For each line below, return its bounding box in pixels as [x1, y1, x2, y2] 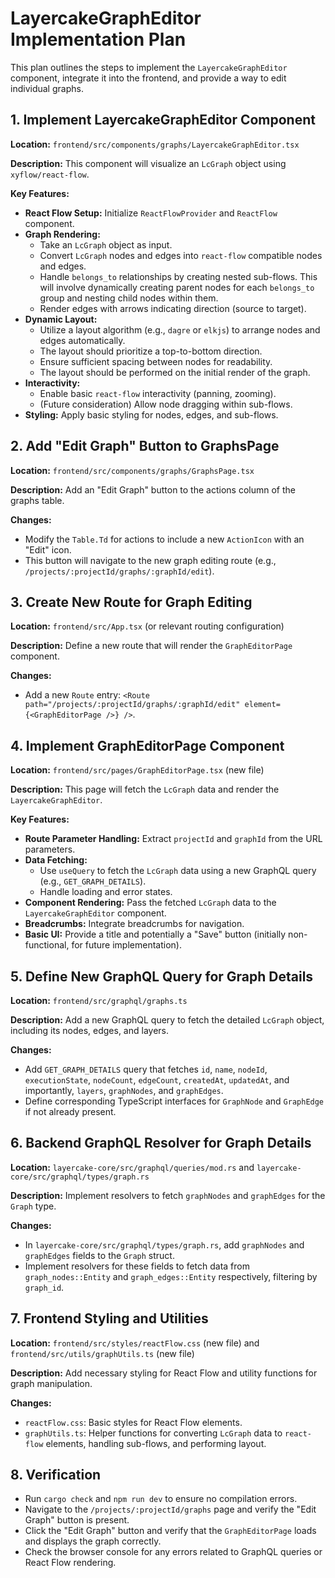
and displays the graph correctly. [24, 1535, 162, 1547]
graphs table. [10, 494, 65, 506]
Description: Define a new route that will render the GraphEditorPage [10, 640, 293, 652]
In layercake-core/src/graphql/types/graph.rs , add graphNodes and [24, 1238, 305, 1251]
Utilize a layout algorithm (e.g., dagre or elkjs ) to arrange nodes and [39, 323, 321, 336]
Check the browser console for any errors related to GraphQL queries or [24, 1546, 323, 1558]
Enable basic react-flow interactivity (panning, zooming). [39, 387, 277, 399]
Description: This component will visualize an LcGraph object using [10, 157, 287, 169]
